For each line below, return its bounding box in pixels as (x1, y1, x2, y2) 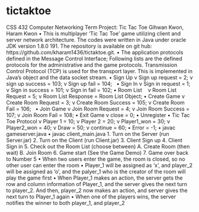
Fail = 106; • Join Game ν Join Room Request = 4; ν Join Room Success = (6, 105, 190, 112)
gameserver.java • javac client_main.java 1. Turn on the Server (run (6, 130, 170, 137)
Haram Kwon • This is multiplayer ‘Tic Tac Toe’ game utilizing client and (6, 30, 181, 37)
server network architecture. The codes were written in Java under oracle (6, 36, 187, 43)
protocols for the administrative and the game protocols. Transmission (6, 61, 178, 69)
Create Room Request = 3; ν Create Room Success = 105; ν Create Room (6, 99, 185, 106)
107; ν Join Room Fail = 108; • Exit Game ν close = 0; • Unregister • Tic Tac (6, 111, 190, 119)
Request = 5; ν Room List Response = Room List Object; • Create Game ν (6, 93, 185, 100)
